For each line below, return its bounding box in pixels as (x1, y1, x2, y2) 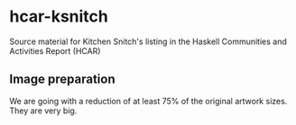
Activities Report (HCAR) (9, 45, 101, 56)
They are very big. (9, 105, 78, 116)
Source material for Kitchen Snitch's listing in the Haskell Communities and (9, 36, 287, 47)
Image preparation (9, 72, 116, 87)
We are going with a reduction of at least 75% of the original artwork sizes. (9, 95, 288, 106)
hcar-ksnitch (9, 6, 108, 27)
